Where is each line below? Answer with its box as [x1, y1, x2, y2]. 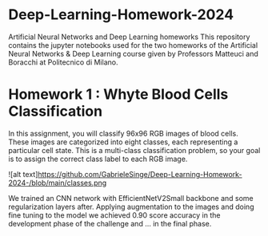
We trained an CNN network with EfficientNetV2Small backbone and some [8, 193, 254, 203]
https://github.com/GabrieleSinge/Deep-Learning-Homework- [38, 169, 242, 179]
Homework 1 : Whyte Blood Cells [8, 85, 229, 104]
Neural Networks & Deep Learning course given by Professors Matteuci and [8, 49, 258, 58]
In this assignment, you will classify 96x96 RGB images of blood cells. [8, 128, 238, 138]
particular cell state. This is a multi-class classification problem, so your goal [8, 145, 261, 155]
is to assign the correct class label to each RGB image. [8, 154, 188, 163]
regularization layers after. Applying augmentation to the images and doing [8, 202, 254, 211]
